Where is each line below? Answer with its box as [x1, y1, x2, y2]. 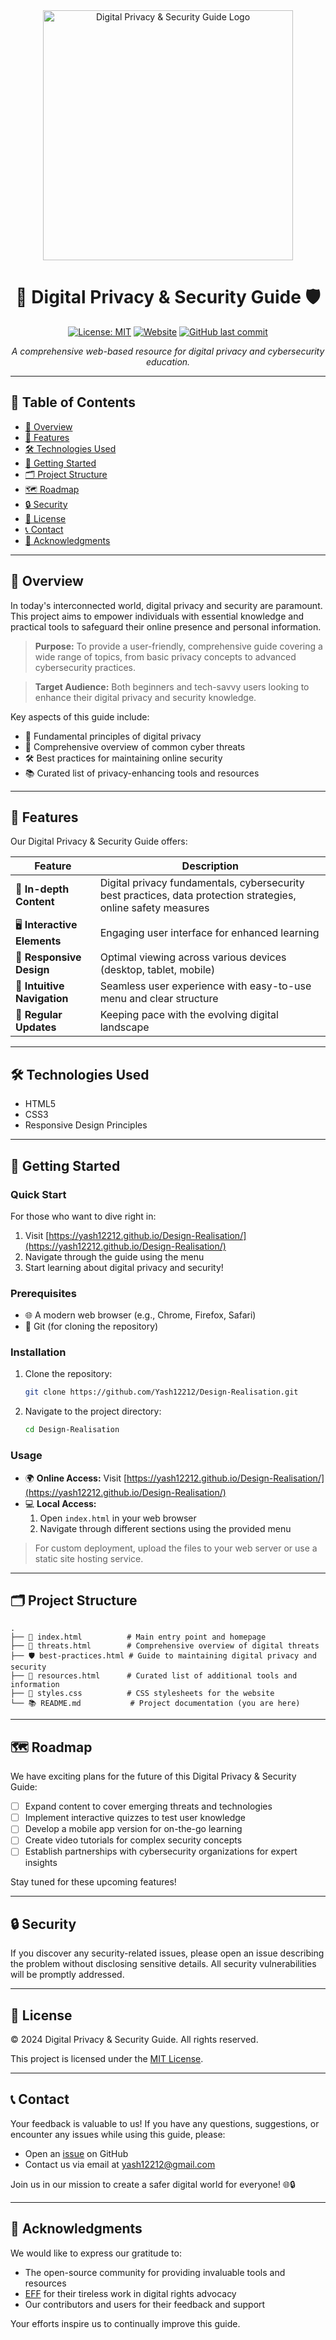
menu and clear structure [99, 992, 219, 1006]
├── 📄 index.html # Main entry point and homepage [10, 1632, 267, 1643]
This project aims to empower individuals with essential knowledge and [10, 610, 304, 622]
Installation [10, 1345, 67, 1359]
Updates [15, 1020, 57, 1034]
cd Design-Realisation [24, 1425, 120, 1435]
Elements [15, 934, 62, 948]
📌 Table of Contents [10, 394, 136, 411]
